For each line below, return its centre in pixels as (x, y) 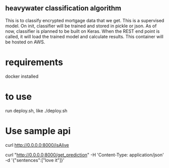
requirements (34, 62)
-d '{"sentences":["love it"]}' (35, 160)
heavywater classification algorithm (63, 8)
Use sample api (38, 131)
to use (18, 97)
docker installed (22, 76)
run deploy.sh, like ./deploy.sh (36, 110)
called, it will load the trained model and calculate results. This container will (84, 36)
